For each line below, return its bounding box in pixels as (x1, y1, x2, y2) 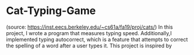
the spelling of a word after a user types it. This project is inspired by (6, 42, 172, 49)
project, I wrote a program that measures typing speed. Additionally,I (6, 29, 172, 36)
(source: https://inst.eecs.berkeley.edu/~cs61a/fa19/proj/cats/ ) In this (6, 23, 173, 30)
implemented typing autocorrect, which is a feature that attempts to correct (6, 36, 188, 43)
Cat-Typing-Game (6, 4, 96, 18)
